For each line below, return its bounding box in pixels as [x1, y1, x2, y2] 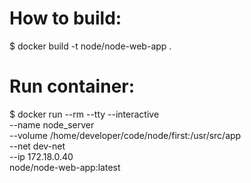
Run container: [9, 75, 136, 98]
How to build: [9, 7, 122, 30]
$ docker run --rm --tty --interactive [9, 108, 160, 120]
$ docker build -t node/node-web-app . [9, 40, 172, 52]
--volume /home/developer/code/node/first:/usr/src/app [9, 129, 242, 141]
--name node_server [9, 118, 95, 131]
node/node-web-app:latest [9, 161, 121, 173]
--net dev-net [9, 140, 66, 152]
